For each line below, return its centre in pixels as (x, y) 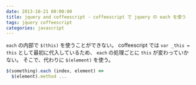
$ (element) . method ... (39, 77)
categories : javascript (35, 28)
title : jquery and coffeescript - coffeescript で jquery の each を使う (96, 17)
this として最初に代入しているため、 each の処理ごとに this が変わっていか (98, 53)
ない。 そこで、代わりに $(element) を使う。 (60, 60)
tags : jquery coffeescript (39, 22)
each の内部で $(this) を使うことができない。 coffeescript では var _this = (98, 45)
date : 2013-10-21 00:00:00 (39, 11)
